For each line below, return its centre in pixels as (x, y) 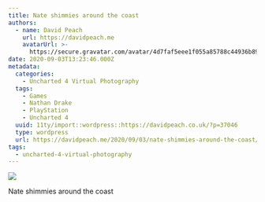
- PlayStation (45, 111)
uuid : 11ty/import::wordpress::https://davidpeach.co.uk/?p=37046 (127, 125)
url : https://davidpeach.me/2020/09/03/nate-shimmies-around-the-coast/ (137, 140)
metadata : (24, 67)
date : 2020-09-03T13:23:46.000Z (61, 60)
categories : (35, 74)
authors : (22, 23)
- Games (35, 96)
